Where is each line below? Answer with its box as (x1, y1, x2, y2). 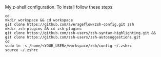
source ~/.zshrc (5, 48, 38, 53)
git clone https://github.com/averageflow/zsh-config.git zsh (5, 22, 134, 27)
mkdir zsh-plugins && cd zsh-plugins (5, 26, 82, 31)
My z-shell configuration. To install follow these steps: (5, 4, 114, 10)
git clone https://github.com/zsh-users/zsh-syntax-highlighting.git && (5, 31, 156, 36)
